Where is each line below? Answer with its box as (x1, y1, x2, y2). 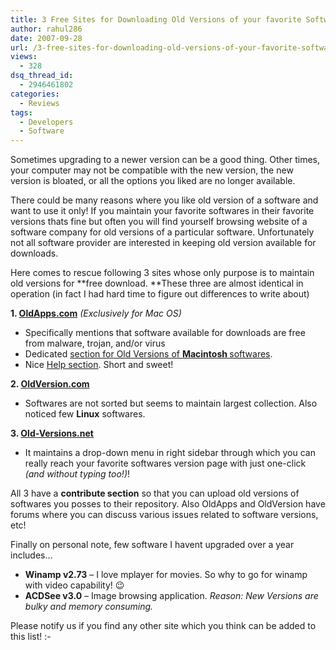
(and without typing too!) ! (24, 468, 131, 480)
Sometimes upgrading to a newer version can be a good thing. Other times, (10, 154, 320, 166)
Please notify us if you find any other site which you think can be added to (10, 620, 317, 632)
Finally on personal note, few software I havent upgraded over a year (10, 539, 295, 551)
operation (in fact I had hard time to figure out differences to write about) (10, 288, 310, 300)
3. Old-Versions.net (10, 427, 94, 440)
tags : (10, 107, 33, 118)
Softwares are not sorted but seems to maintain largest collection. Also (24, 397, 318, 410)
